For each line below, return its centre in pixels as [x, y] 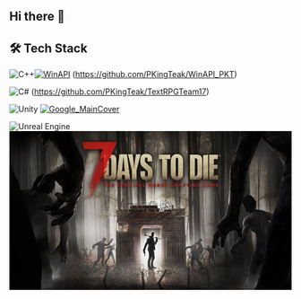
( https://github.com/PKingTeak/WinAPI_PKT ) [155, 75]
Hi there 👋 [37, 17]
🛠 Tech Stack [48, 48]
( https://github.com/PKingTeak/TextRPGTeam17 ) [120, 92]
